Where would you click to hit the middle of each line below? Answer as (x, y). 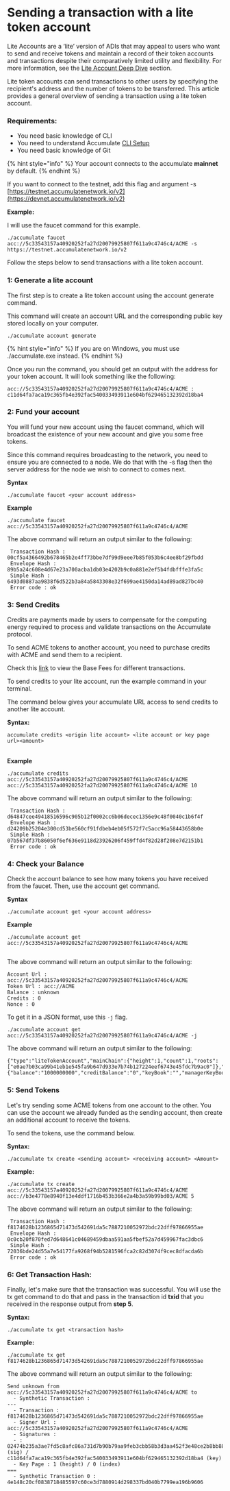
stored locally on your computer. (53, 323)
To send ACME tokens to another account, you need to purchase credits (109, 648)
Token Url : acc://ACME (41, 987)
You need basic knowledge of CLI (65, 136)
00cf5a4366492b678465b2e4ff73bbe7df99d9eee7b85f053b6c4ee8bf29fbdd (105, 557)
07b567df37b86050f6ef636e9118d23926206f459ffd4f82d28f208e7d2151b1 (105, 841)
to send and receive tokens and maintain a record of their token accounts (110, 53)
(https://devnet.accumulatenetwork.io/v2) (66, 199)
